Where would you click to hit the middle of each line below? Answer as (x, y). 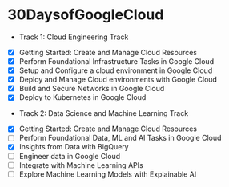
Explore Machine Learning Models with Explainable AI (108, 174)
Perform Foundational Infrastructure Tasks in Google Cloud (116, 61)
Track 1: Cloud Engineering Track (74, 37)
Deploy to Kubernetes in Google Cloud (82, 97)
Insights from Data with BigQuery (74, 147)
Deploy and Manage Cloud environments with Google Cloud (118, 80)
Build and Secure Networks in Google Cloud (92, 89)
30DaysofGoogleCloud (86, 15)
